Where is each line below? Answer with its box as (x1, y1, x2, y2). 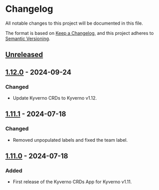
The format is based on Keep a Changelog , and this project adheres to (5, 30, 154, 36)
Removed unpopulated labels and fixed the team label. (12, 137, 128, 143)
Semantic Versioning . (5, 35, 50, 42)
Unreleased (5, 50, 44, 59)
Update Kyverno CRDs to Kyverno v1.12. (12, 95, 97, 101)
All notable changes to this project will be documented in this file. (5, 20, 144, 26)
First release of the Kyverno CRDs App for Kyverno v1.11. (12, 179, 132, 185)
